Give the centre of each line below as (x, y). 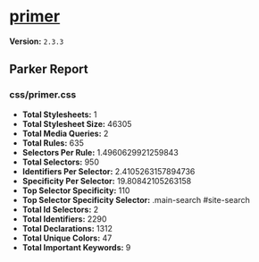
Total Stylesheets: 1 (59, 114)
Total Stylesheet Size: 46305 (77, 123)
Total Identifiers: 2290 (64, 219)
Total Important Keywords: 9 (76, 247)
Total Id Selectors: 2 (60, 209)
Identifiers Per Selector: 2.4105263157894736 (109, 171)
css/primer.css (43, 95)
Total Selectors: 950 (61, 162)
